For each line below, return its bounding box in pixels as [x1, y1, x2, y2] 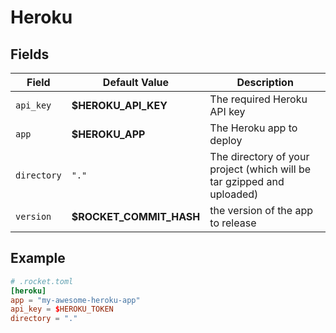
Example [10, 250, 66, 267]
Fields [10, 46, 50, 63]
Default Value [102, 76, 170, 89]
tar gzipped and [209, 175, 285, 188]
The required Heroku [209, 92, 308, 106]
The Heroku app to [209, 121, 298, 135]
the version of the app [209, 204, 314, 217]
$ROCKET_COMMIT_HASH [71, 210, 201, 223]
